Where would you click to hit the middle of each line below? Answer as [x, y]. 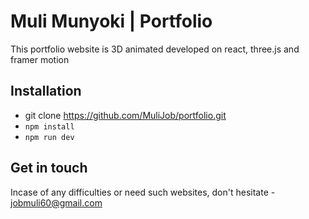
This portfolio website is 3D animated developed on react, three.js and [155, 49]
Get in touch [49, 168]
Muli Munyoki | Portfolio [111, 21]
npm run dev [49, 137]
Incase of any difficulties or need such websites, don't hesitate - [143, 192]
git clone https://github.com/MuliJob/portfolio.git [125, 115]
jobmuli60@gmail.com [56, 202]
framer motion [40, 59]
